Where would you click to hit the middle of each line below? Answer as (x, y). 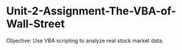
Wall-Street (36, 24)
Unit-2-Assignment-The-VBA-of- (91, 11)
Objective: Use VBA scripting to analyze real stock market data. (85, 40)
